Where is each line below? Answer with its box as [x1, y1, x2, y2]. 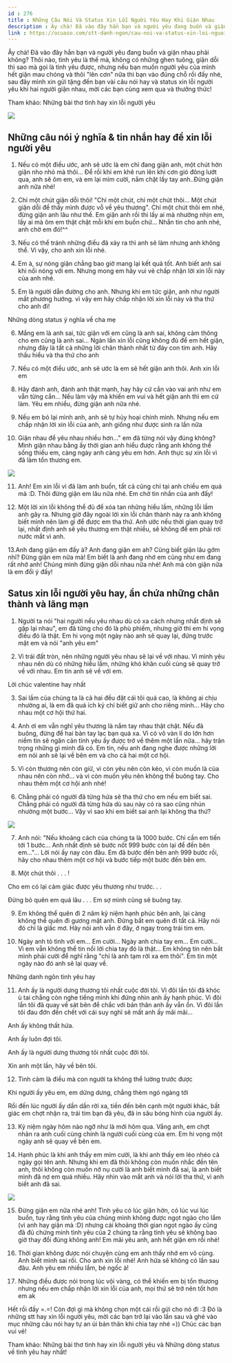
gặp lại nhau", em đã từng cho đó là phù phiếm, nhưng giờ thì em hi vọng [17, 624, 224, 632]
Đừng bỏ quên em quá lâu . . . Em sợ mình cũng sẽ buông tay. [8, 895, 182, 904]
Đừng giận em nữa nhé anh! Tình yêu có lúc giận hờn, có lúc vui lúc [17, 1206, 209, 1214]
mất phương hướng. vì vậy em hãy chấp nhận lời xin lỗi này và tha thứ [17, 295, 215, 303]
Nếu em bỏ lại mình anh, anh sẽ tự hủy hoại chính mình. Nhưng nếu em [17, 413, 220, 421]
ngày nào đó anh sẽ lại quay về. [17, 959, 109, 967]
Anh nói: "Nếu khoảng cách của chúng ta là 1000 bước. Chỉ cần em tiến [17, 833, 221, 841]
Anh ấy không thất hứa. [8, 1021, 74, 1029]
